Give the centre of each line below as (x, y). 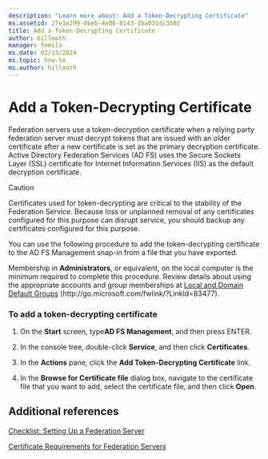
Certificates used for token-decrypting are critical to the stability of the (125, 203)
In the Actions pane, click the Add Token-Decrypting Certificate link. (135, 362)
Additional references (64, 411)
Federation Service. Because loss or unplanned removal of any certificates (131, 211)
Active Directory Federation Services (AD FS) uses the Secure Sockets (125, 155)
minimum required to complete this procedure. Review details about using (130, 276)
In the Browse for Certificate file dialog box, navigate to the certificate (136, 377)
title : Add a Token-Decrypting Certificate (82, 30)
